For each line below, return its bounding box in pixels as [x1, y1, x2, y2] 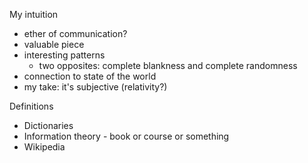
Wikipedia [23, 141, 66, 153]
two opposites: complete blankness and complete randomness [38, 60, 298, 71]
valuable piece [23, 39, 85, 50]
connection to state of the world [23, 70, 157, 82]
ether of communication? [23, 28, 128, 39]
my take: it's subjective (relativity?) [23, 81, 168, 93]
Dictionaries [23, 120, 74, 131]
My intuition [9, 9, 59, 20]
